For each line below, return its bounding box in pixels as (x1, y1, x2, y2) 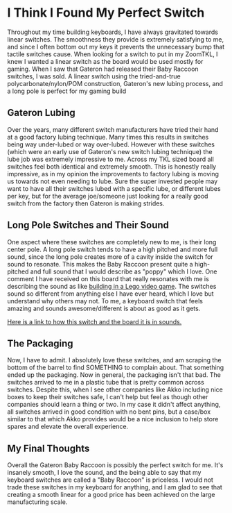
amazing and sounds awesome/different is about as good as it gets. (7, 304, 201, 312)
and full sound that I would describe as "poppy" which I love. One (30, 267, 217, 276)
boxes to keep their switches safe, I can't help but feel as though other (7, 393, 208, 401)
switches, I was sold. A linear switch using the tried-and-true (7, 72, 181, 81)
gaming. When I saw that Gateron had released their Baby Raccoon (7, 65, 199, 73)
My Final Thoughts (7, 442, 90, 454)
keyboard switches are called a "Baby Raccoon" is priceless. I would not (7, 476, 213, 484)
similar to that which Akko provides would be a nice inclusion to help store (7, 415, 219, 423)
